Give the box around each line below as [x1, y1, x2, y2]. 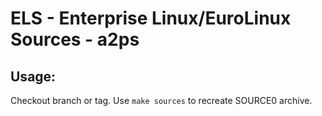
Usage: [10, 68, 57, 85]
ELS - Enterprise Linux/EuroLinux [10, 7, 292, 30]
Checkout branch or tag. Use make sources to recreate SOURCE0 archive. [10, 95, 313, 106]
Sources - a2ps [10, 28, 140, 51]
